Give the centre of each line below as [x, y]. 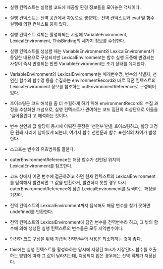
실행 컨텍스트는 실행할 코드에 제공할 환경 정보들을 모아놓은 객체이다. [75, 7]
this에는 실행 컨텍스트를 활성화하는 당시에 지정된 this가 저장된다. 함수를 [79, 249]
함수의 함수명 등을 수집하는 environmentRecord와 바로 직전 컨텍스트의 [87, 80]
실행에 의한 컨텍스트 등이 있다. [39, 24]
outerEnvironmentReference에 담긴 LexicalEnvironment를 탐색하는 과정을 [83, 189]
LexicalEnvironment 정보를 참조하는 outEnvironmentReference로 [74, 86]
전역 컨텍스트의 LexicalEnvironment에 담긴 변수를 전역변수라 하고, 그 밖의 [81, 222]
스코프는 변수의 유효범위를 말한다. [42, 149]
